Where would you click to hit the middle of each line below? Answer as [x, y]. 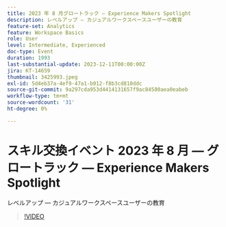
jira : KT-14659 [29, 70]
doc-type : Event [30, 52]
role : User [23, 39]
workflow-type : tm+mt [38, 96]
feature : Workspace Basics [46, 32]
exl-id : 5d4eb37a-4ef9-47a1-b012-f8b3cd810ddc [75, 83]
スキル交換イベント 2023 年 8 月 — [105, 150]
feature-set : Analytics [41, 26]
